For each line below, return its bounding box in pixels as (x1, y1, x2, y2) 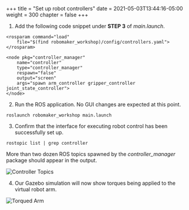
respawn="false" (16, 70, 57, 76)
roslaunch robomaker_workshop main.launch (6, 112, 112, 118)
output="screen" (16, 75, 57, 81)
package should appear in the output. (6, 157, 97, 164)
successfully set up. (14, 129, 64, 136)
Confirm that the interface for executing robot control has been (14, 123, 168, 129)
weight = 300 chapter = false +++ (6, 11, 88, 18)
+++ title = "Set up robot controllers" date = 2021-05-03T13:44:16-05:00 (6, 5, 184, 12)
